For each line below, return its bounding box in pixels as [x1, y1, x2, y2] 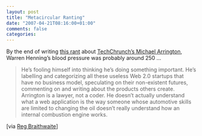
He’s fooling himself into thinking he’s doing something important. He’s [21, 66, 197, 73]
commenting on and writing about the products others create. [21, 85, 175, 92]
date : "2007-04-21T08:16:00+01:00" [6, 20, 96, 26]
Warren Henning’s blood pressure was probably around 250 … [6, 54, 161, 62]
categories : [6, 31, 36, 37]
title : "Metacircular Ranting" [6, 15, 85, 21]
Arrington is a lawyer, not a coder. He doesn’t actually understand [21, 92, 185, 99]
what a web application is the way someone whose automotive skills [21, 98, 192, 106]
